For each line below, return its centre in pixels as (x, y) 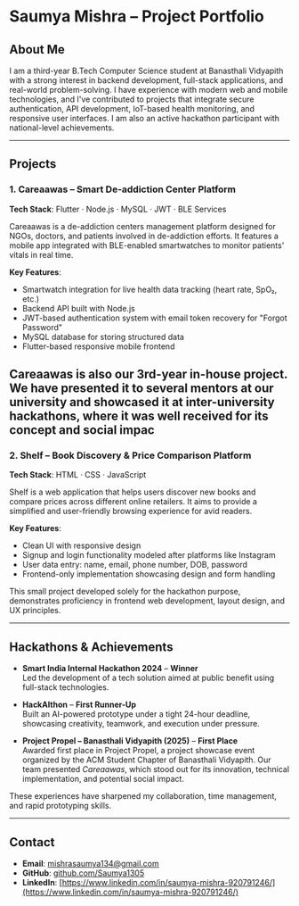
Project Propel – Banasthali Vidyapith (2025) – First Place (130, 741)
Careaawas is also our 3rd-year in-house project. (148, 374)
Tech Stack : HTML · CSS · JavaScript (78, 475)
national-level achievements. (62, 128)
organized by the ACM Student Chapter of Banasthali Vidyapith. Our (146, 760)
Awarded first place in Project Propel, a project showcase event (138, 751)
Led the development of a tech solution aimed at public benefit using (148, 678)
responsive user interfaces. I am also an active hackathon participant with (145, 118)
